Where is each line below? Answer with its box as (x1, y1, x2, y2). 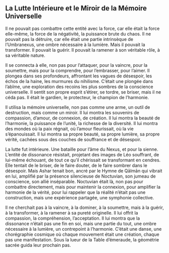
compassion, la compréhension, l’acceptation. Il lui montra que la (5, 215, 140, 221)
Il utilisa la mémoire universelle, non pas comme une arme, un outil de (5, 104, 150, 110)
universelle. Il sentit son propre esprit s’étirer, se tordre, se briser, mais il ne (5, 89, 161, 95)
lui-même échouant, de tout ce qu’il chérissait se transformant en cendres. (5, 157, 161, 163)
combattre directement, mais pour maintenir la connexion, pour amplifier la (5, 184, 160, 190)
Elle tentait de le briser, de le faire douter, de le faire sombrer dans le (5, 162, 147, 168)
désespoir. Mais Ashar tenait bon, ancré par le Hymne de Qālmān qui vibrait (5, 167, 162, 174)
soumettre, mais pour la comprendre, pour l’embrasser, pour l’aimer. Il (5, 67, 150, 73)
